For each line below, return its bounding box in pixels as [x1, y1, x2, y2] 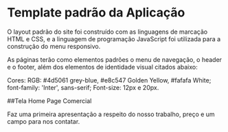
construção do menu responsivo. [7, 42, 101, 50]
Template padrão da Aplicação [7, 5, 185, 21]
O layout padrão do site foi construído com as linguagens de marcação [7, 27, 208, 36]
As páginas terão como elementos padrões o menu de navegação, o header [7, 55, 222, 63]
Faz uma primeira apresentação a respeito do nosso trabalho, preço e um [7, 110, 215, 118]
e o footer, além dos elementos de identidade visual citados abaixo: [7, 63, 198, 71]
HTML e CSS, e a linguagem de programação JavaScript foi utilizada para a [7, 34, 221, 43]
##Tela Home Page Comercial [7, 96, 92, 104]
